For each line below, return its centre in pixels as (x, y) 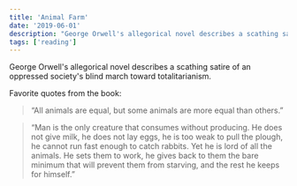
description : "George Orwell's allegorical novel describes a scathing (144, 33)
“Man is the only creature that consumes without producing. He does (156, 128)
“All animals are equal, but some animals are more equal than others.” (157, 110)
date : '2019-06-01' (45, 26)
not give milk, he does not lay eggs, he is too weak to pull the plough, (157, 137)
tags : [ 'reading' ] (43, 42)
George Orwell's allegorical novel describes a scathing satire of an (130, 67)
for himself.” (53, 175)
